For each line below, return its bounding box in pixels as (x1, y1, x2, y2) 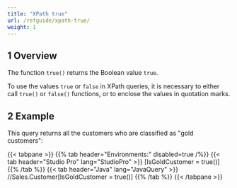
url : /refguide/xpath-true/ (7, 17, 91, 24)
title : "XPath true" (7, 10, 69, 18)
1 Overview (7, 49, 58, 61)
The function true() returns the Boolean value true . (7, 69, 158, 77)
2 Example (7, 110, 54, 122)
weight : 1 (7, 23, 37, 30)
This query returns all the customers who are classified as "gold (7, 129, 194, 137)
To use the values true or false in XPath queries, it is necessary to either (7, 82, 220, 90)
